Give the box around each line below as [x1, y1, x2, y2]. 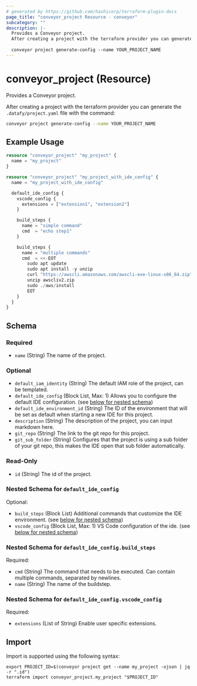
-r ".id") [6, 669, 30, 675]
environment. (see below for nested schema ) [14, 516, 124, 523]
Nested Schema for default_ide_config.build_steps [6, 543, 156, 551]
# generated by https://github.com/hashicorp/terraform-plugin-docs [6, 8, 177, 15]
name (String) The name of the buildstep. [14, 581, 111, 588]
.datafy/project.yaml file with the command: [6, 109, 116, 116]
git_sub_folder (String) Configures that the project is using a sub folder [14, 436, 188, 443]
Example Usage [6, 136, 64, 147]
